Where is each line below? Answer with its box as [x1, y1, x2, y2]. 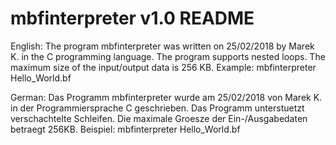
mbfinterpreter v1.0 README [10, 7, 255, 30]
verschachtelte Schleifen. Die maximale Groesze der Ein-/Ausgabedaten [10, 112, 308, 124]
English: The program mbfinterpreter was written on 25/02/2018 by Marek [10, 40, 315, 52]
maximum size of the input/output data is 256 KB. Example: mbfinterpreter [10, 61, 317, 73]
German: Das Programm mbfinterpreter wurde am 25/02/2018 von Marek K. [10, 91, 323, 103]
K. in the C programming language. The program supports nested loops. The [10, 50, 326, 62]
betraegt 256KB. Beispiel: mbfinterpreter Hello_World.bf [10, 123, 241, 135]
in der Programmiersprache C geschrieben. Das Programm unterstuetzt [10, 102, 305, 114]
